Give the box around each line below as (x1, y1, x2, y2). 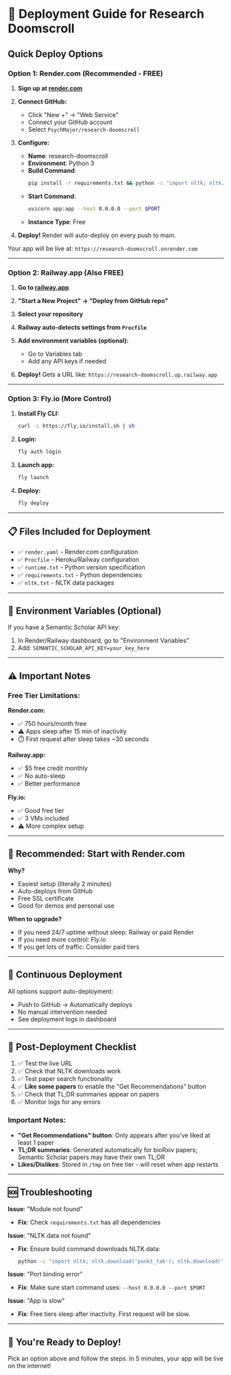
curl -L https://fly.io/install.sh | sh (17, 423, 135, 430)
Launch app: (17, 461, 54, 469)
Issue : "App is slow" (8, 1297, 65, 1305)
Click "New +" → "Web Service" (27, 110, 119, 119)
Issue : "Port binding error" (8, 1270, 83, 1278)
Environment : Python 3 (27, 159, 95, 167)
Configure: (17, 138, 50, 147)
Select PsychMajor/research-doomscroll (27, 125, 140, 133)
